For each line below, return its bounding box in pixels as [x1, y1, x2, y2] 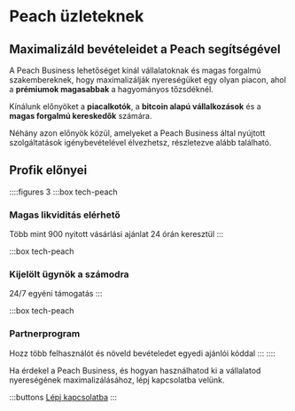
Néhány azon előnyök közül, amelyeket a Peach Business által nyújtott [9, 128, 266, 138]
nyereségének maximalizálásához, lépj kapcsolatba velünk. [9, 375, 225, 385]
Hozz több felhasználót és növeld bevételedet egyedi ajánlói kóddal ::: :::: [9, 348, 276, 359]
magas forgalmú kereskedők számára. [9, 111, 152, 121]
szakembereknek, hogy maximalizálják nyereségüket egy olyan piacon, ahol [9, 75, 286, 85]
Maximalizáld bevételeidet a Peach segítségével [9, 42, 281, 57]
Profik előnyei [9, 162, 88, 178]
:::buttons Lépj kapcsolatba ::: [9, 391, 118, 402]
